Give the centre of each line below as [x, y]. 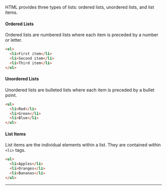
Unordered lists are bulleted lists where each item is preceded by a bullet [80, 90]
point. [11, 95]
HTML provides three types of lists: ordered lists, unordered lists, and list [80, 7]
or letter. [14, 40]
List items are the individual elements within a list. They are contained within [83, 145]
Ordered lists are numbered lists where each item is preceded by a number [82, 35]
